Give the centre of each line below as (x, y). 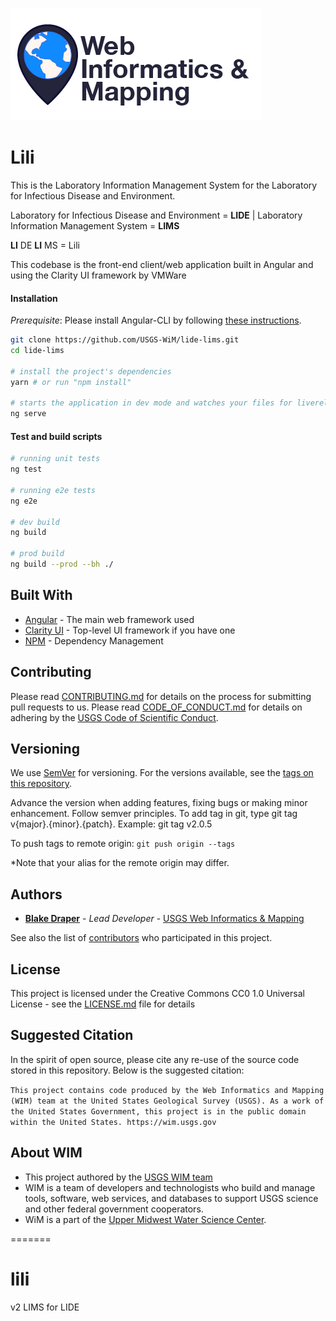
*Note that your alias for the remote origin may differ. (120, 863)
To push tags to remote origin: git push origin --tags (123, 844)
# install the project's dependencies (91, 371)
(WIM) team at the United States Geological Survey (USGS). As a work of (167, 1101)
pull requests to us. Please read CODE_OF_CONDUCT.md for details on (156, 707)
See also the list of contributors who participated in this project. (141, 938)
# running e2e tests (53, 490)
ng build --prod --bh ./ (62, 564)
